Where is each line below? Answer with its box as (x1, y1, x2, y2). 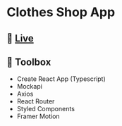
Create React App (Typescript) (16, 75, 106, 83)
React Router (16, 97, 55, 106)
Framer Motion (16, 112, 61, 120)
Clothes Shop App (6, 4, 116, 20)
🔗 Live (6, 32, 35, 44)
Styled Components (16, 105, 75, 113)
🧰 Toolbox (6, 56, 51, 68)
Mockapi (16, 82, 43, 91)
